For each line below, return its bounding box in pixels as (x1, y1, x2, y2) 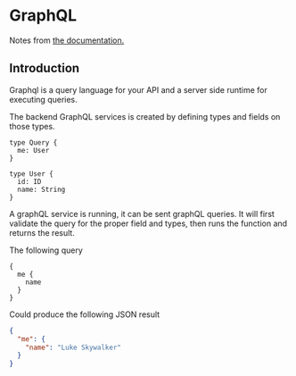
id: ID (17, 177, 42, 186)
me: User (17, 146, 50, 155)
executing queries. (9, 94, 78, 104)
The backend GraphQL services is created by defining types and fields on (9, 111, 281, 121)
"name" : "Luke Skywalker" (25, 343, 122, 352)
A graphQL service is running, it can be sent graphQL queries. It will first (9, 208, 275, 219)
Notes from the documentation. (9, 35, 125, 46)
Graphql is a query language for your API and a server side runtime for (9, 84, 267, 95)
